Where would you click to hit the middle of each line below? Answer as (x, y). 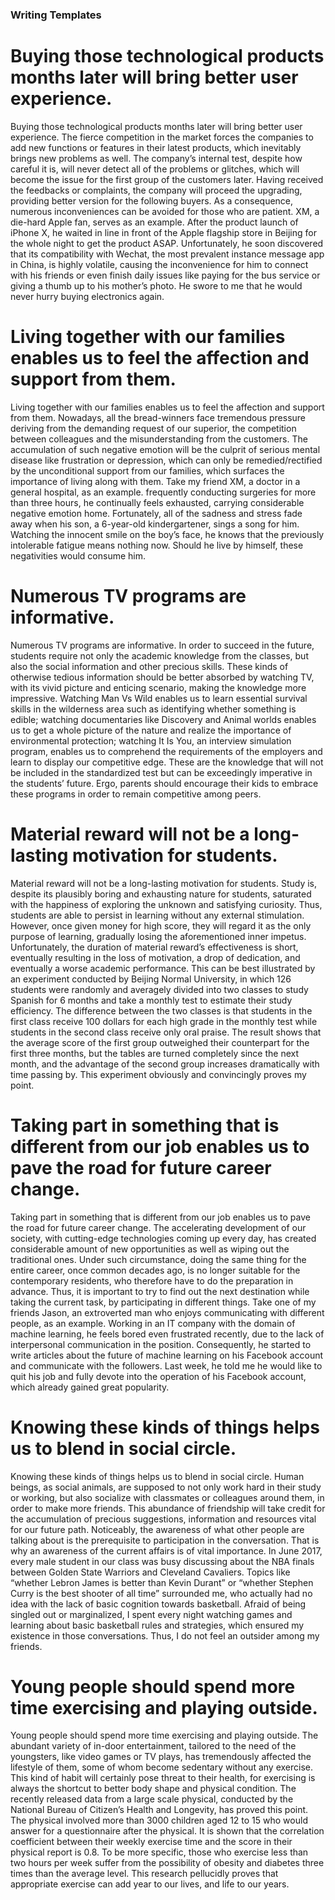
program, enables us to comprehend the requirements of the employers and (166, 751)
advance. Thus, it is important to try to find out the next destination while (160, 1291)
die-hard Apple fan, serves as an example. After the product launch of (154, 222)
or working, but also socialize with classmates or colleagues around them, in (167, 1497)
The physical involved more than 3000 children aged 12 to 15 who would (159, 1820)
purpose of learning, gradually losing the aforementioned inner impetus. (158, 936)
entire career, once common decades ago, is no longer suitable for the (155, 1270)
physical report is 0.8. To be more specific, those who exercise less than (159, 1852)
